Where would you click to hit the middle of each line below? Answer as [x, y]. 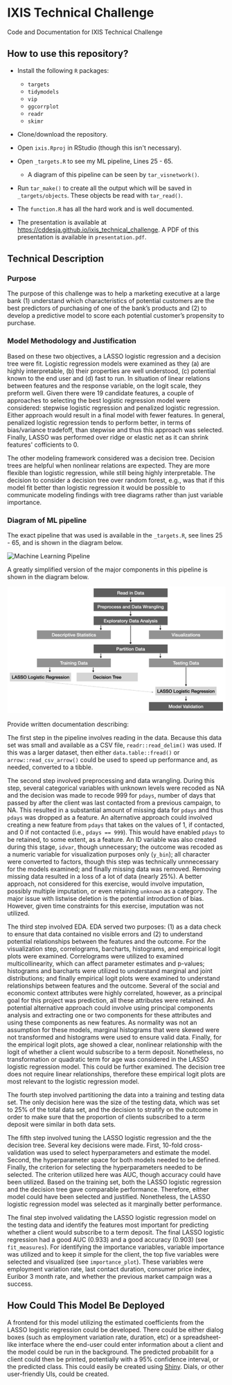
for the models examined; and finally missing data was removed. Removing [114, 869]
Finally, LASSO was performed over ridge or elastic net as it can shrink [108, 437]
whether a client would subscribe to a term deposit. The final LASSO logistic [116, 1232]
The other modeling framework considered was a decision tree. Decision [111, 458]
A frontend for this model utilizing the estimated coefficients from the [106, 1322]
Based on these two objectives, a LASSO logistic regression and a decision [114, 356]
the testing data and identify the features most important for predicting [108, 1225]
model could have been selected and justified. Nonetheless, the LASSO [109, 1196]
